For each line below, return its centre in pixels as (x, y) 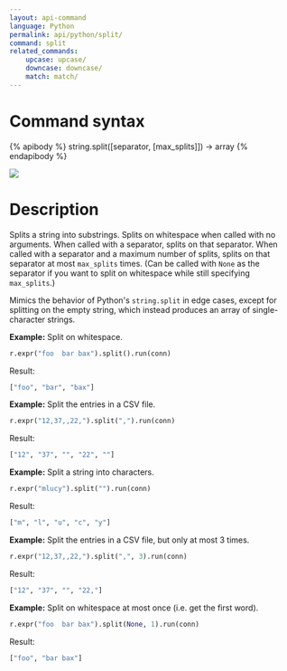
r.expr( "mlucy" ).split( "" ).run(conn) (80, 489)
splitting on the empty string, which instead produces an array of (130, 309)
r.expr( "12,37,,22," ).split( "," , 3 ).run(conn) (98, 556)
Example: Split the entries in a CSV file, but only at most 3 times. (130, 540)
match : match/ (52, 77)
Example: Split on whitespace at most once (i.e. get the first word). (134, 608)
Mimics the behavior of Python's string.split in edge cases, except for (143, 300)
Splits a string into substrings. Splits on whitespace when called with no (143, 234)
